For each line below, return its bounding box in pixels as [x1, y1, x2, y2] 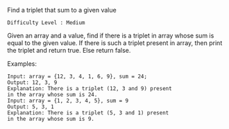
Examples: [7, 60, 37, 68]
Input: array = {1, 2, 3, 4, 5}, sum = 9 [7, 97, 129, 104]
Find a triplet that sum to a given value [7, 6, 117, 14]
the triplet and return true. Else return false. [7, 46, 131, 54]
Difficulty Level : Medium [7, 19, 85, 26]
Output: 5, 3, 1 [7, 103, 54, 110]
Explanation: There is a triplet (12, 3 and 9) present [7, 85, 172, 92]
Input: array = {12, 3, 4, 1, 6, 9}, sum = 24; [7, 73, 148, 80]
